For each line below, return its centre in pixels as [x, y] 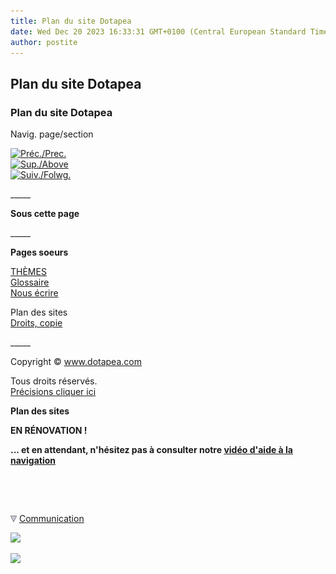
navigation [33, 461]
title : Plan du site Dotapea [71, 21]
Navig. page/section [52, 134]
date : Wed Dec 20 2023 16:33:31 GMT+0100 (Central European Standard [158, 31]
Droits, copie [36, 323]
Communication [51, 519]
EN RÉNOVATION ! [49, 431]
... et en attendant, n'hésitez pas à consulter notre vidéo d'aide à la [151, 450]
